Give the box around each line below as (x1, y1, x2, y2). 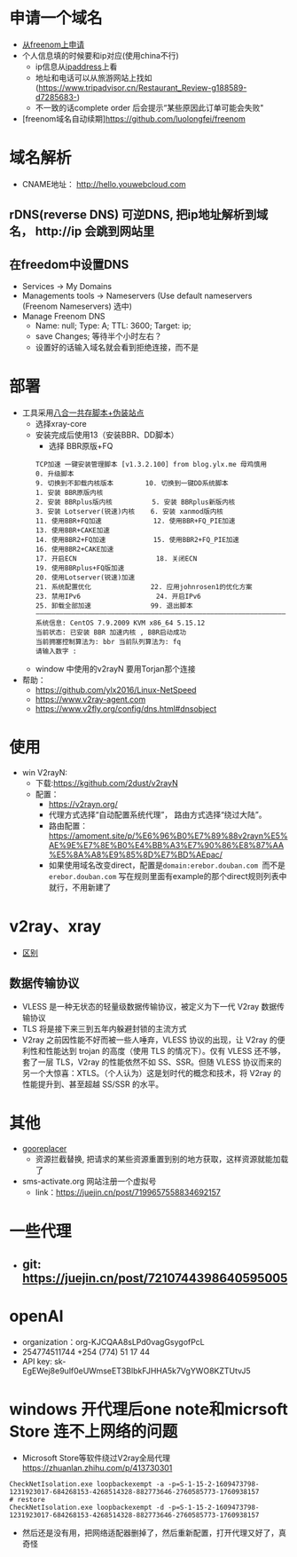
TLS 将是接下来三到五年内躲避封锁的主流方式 (21, 1023, 187, 1034)
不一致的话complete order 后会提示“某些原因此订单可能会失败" (35, 102, 264, 113)
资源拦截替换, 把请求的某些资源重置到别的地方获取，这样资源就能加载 (35, 1153, 289, 1164)
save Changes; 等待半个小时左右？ (35, 331, 162, 342)
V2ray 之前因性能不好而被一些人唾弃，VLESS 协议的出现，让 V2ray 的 (21, 1034, 277, 1045)
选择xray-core (35, 419, 87, 429)
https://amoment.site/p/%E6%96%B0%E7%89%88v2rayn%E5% (48, 830, 288, 841)
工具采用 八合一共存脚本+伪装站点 (21, 407, 145, 418)
